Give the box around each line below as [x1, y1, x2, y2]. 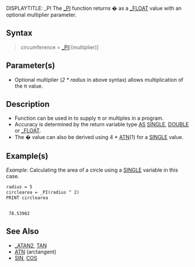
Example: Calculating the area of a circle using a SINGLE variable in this [6, 167, 178, 174]
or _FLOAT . [14, 127, 41, 134]
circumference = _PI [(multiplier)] [20, 43, 99, 51]
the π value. [14, 82, 43, 89]
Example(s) [6, 151, 48, 161]
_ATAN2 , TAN [14, 242, 47, 249]
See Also [6, 227, 39, 237]
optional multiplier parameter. [6, 11, 77, 18]
